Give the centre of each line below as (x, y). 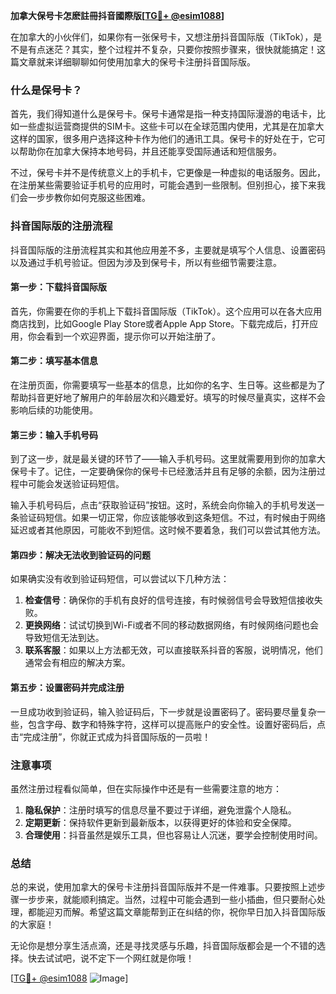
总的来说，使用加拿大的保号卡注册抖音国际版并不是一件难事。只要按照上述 (163, 887)
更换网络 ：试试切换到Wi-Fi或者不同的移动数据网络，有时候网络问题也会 (172, 625)
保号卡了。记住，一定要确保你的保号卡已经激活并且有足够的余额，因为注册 (163, 471)
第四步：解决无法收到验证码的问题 (80, 555)
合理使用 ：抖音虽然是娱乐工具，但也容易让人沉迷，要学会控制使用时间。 (173, 835)
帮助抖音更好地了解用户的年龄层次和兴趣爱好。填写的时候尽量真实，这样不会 (168, 397)
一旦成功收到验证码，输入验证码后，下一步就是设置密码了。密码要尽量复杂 (163, 711)
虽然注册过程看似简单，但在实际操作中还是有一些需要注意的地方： (146, 788)
